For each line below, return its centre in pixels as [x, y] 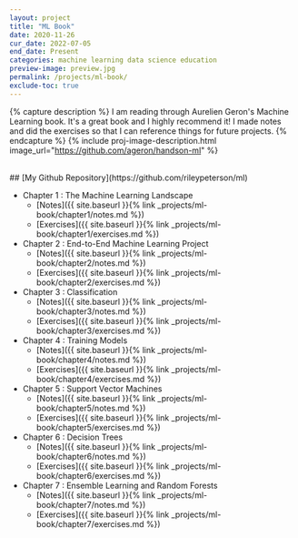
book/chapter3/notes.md [83, 311]
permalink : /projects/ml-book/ [69, 77]
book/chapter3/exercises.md [90, 330]
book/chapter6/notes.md [83, 456]
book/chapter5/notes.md [83, 408]
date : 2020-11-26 [42, 35]
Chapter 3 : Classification [70, 291]
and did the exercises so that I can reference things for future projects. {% [149, 131]
